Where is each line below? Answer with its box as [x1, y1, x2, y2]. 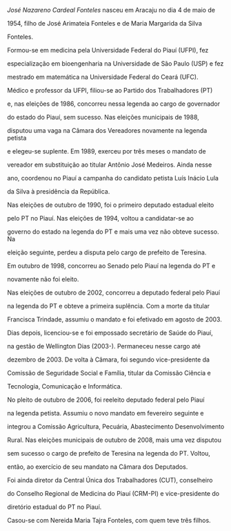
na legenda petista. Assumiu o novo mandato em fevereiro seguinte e [7, 409, 204, 417]
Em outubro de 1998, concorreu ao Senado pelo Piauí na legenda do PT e [7, 262, 216, 270]
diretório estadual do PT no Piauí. [7, 503, 102, 511]
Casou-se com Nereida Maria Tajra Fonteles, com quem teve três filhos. [7, 516, 212, 524]
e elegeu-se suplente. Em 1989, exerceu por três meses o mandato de [7, 147, 206, 155]
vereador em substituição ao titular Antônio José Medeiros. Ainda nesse [7, 160, 212, 169]
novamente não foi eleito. [7, 275, 79, 283]
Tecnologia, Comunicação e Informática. [7, 382, 123, 390]
